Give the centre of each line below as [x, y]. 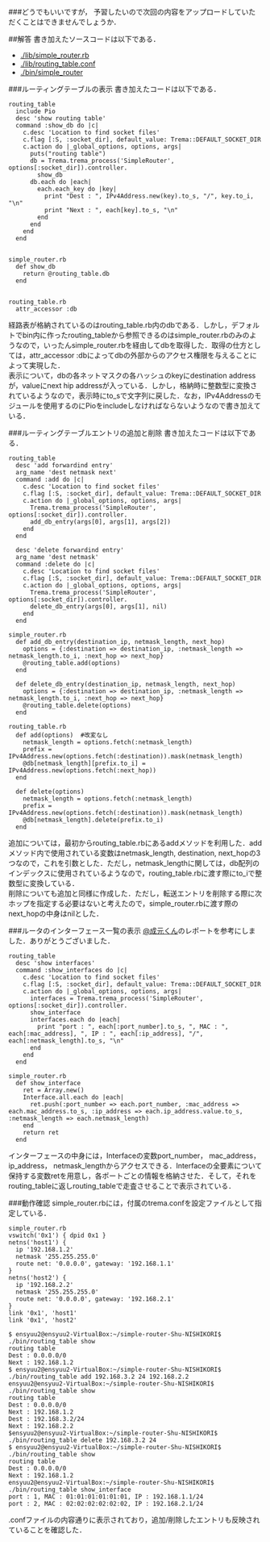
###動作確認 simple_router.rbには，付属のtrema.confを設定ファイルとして [132, 1203]
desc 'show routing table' [61, 119]
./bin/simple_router [51, 72]
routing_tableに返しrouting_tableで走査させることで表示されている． [122, 1186]
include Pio [36, 111]
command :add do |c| [50, 479]
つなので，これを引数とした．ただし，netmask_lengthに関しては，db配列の [134, 863]
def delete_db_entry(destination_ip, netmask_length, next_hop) [126, 684]
